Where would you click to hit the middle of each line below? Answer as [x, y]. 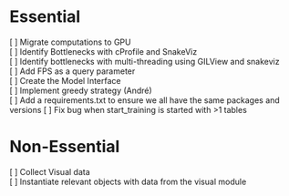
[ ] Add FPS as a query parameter [72, 71]
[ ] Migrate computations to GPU [70, 42]
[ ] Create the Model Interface [65, 80]
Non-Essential [65, 147]
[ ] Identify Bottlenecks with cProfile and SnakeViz [103, 51]
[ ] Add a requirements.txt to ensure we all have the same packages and [144, 100]
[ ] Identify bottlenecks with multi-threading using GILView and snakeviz [144, 61]
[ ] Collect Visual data [50, 171]
